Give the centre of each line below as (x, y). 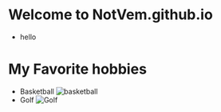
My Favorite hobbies (78, 69)
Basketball (37, 91)
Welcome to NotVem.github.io (110, 15)
